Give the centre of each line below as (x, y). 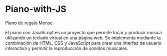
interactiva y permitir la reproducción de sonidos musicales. (67, 48)
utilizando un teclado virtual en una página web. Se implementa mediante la (83, 38)
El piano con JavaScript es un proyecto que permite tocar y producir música (84, 32)
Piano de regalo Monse (29, 23)
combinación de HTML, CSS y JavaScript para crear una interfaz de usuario (83, 43)
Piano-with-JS (36, 9)
